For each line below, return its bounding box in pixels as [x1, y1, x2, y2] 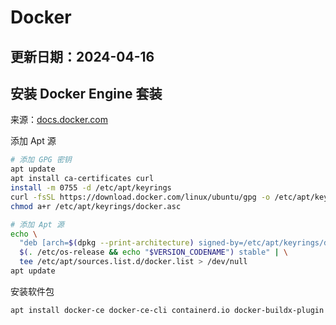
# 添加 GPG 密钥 [10, 155, 72, 165]
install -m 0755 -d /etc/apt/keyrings [10, 183, 172, 193]
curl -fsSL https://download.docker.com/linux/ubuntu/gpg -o [10, 192, 271, 202]
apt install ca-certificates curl [10, 174, 155, 184]
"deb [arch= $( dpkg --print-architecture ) [19, 238, 195, 248]
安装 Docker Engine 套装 [10, 85, 163, 102]
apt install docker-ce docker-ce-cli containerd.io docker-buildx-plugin [10, 305, 325, 315]
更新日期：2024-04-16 [10, 48, 155, 65]
